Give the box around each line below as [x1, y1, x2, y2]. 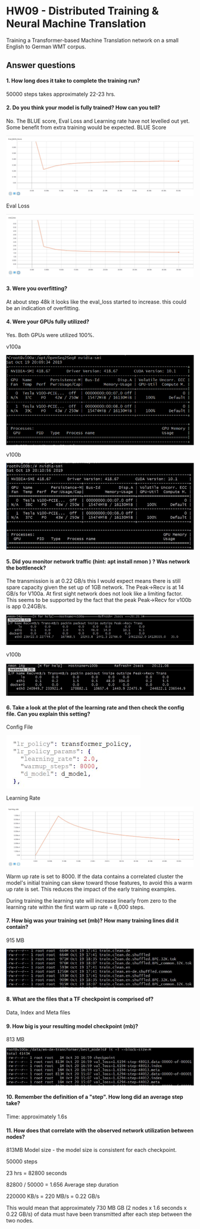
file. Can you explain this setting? [6, 710, 90, 717]
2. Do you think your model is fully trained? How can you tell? [6, 104, 161, 111]
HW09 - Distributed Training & [6, 4, 159, 18]
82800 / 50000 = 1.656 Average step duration [6, 1181, 119, 1188]
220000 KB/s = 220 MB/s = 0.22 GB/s [6, 1193, 100, 1200]
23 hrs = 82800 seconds [6, 1170, 67, 1177]
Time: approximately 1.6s [6, 1113, 67, 1120]
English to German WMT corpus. [6, 43, 86, 50]
